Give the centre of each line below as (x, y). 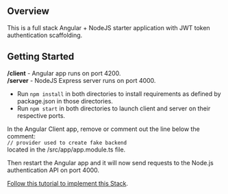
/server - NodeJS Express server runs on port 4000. (81, 80)
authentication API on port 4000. (53, 170)
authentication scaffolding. (45, 35)
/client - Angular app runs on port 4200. (64, 73)
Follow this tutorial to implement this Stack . (68, 183)
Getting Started (41, 57)
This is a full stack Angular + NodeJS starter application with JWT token (109, 27)
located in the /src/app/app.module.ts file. (66, 149)
